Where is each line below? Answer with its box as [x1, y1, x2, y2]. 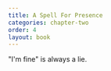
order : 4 [8, 26, 37, 34]
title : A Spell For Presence [8, 11, 103, 20]
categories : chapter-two [8, 19, 89, 27]
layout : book [8, 33, 51, 41]
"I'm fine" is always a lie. [8, 55, 88, 64]
